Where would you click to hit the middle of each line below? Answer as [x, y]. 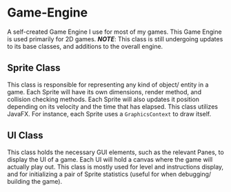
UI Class [25, 136]
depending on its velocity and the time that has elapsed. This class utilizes [113, 106]
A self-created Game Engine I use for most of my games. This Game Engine [114, 32]
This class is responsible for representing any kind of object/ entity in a [108, 85]
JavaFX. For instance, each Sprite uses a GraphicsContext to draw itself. [109, 114]
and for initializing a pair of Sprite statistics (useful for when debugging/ [109, 174]
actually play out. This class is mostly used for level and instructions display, [115, 167]
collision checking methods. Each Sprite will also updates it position [103, 99]
